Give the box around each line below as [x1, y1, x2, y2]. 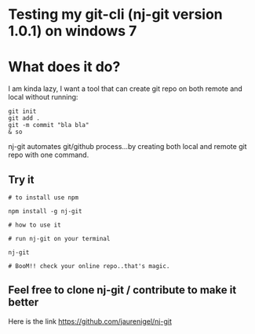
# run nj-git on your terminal [8, 234, 111, 242]
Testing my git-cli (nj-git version [8, 5, 224, 24]
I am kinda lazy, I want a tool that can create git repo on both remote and [8, 84, 243, 93]
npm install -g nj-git [8, 207, 82, 215]
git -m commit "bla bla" [8, 122, 89, 129]
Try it [8, 172, 35, 186]
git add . [8, 114, 41, 122]
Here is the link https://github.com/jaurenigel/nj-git [8, 316, 173, 326]
